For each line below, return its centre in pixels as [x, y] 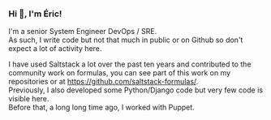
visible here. [29, 99]
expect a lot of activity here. [55, 49]
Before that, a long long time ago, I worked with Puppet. [101, 107]
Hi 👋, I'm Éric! [35, 14]
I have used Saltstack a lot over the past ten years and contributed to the [130, 64]
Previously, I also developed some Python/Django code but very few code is [136, 90]
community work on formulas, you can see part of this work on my [120, 73]
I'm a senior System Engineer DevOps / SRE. [83, 32]
